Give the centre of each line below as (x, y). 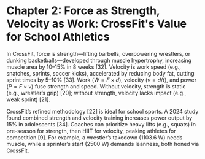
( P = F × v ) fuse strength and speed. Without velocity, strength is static (96, 86)
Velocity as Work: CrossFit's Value (97, 24)
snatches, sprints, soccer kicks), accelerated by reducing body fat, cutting (100, 73)
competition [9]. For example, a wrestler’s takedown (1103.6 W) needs (95, 137)
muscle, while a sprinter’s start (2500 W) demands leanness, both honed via (103, 144)
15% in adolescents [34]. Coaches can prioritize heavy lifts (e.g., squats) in (101, 124)
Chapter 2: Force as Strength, (83, 11)
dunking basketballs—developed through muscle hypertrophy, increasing (99, 60)
